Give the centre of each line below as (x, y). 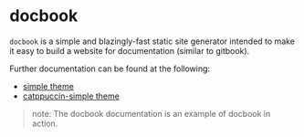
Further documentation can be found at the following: (110, 68)
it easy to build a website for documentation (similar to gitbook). (130, 50)
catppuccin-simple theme (71, 96)
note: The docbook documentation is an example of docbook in (151, 113)
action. (45, 123)
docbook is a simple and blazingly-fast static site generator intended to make (152, 41)
